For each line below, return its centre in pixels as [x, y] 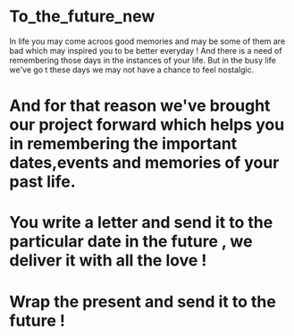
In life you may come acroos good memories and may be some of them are [147, 41]
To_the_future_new [82, 17]
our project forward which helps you [147, 125]
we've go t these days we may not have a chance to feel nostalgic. [132, 70]
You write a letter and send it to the [141, 223]
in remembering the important [123, 144]
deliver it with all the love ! [108, 260]
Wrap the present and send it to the [143, 302]
